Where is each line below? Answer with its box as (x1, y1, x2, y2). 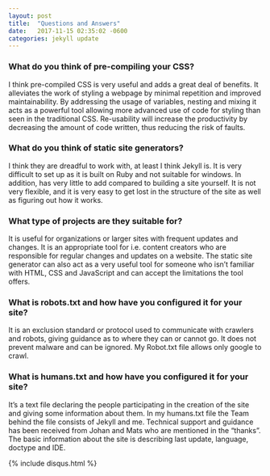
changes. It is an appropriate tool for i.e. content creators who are (8, 242, 227, 252)
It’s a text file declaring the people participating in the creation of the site (8, 399, 250, 409)
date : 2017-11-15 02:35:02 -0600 (8, 27, 128, 35)
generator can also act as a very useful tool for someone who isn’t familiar (8, 259, 255, 269)
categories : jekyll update (8, 34, 99, 43)
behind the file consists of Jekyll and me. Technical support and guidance (8, 417, 254, 427)
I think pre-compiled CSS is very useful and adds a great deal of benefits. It (8, 79, 259, 89)
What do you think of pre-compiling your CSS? (8, 61, 195, 73)
